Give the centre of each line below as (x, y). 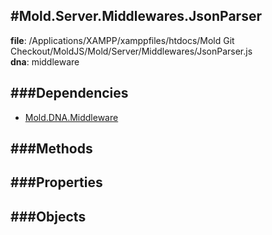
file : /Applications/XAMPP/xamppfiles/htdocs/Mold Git (122, 40)
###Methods (51, 149)
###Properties (56, 182)
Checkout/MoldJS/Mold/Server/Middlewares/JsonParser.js (131, 51)
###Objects (48, 216)
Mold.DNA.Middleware (71, 117)
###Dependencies (69, 93)
